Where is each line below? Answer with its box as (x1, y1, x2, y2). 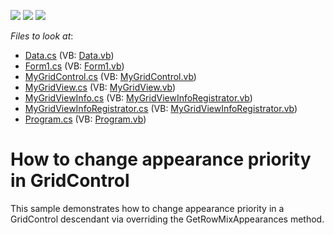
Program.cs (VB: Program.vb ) (24, 113, 147, 125)
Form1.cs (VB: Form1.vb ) (24, 60, 125, 72)
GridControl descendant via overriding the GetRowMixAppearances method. (10, 213, 325, 225)
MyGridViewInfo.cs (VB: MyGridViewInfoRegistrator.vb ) (24, 92, 253, 104)
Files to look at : (10, 30, 74, 42)
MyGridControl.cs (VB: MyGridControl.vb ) (24, 71, 197, 82)
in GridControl (10, 170, 130, 192)
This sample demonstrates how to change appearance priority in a (10, 202, 285, 214)
